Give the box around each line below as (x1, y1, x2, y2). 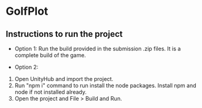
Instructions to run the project (6, 29, 123, 39)
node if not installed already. (14, 88, 87, 96)
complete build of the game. (14, 52, 87, 59)
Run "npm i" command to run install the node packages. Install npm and (14, 82, 197, 89)
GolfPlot (6, 4, 49, 18)
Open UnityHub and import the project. (14, 75, 114, 82)
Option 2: (14, 63, 39, 71)
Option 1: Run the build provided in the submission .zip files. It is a (14, 45, 181, 52)
